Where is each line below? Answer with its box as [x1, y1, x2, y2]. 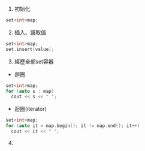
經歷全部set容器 [14, 58, 54, 65]
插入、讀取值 [14, 29, 46, 36]
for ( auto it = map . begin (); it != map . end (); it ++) [5, 123, 140, 129]
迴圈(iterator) [14, 105, 47, 113]
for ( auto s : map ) [5, 88, 55, 94]
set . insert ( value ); [5, 46, 55, 52]
